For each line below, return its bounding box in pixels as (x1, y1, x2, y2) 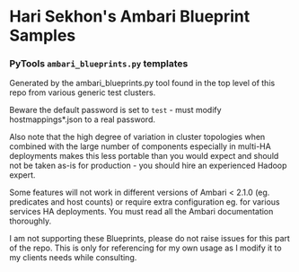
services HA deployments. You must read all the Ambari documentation (9, 206, 274, 217)
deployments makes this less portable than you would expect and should (9, 151, 279, 162)
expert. (9, 170, 36, 180)
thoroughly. (9, 215, 52, 226)
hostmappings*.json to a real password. (9, 114, 155, 125)
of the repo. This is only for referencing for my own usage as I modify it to (9, 242, 282, 253)
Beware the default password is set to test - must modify (9, 105, 222, 116)
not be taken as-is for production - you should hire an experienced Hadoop (9, 160, 287, 171)
